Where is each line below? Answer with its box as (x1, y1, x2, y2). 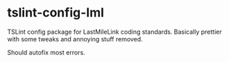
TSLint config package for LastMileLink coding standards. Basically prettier (7, 28, 222, 36)
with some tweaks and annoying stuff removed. (7, 34, 144, 43)
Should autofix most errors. (7, 48, 85, 56)
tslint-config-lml (7, 5, 104, 21)
